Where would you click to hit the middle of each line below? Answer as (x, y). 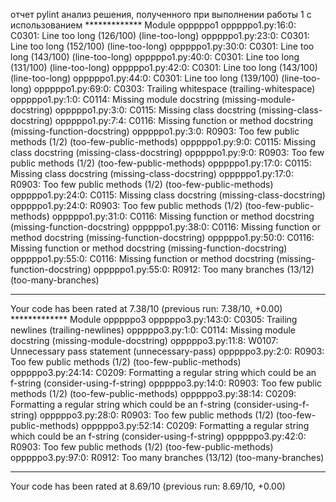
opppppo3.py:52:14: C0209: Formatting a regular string (195, 425)
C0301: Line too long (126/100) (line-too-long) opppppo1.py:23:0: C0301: (160, 35)
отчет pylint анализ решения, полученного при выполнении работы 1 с (161, 14)
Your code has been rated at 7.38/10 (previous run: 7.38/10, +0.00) (146, 308)
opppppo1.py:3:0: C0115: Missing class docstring (155, 110)
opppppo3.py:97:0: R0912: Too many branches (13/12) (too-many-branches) (167, 457)
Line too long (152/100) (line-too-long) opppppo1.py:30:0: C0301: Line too (162, 46)
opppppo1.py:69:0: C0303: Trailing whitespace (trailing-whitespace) (174, 88)
